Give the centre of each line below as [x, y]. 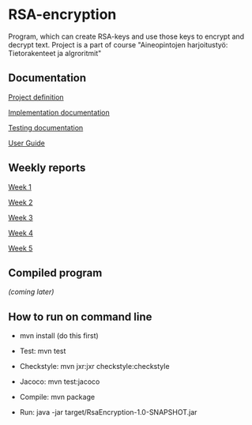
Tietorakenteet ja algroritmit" [55, 53]
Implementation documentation [59, 112]
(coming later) [31, 292]
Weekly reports [47, 168]
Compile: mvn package [57, 397]
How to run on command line [80, 316]
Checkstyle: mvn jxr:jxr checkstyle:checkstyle [94, 367]
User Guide [27, 143]
